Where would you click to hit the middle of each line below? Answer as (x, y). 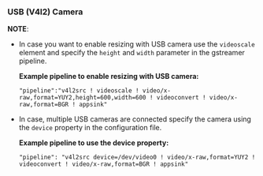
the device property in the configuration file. (90, 128)
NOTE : (18, 29)
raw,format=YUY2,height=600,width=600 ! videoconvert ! (112, 98)
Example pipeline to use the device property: (94, 143)
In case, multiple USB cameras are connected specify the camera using (135, 119)
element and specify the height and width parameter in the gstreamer (132, 53)
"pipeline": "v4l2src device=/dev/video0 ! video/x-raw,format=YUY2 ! (137, 157)
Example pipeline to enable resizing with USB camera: (109, 77)
